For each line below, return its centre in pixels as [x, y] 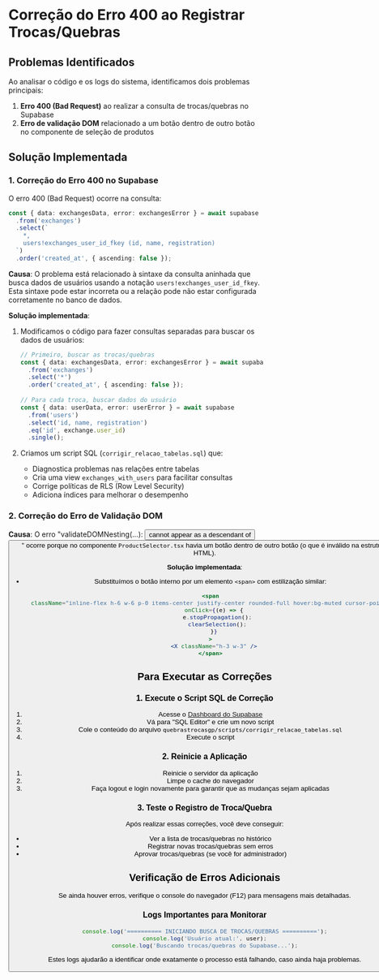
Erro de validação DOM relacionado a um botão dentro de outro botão [137, 123]
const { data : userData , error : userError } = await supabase [127, 408]
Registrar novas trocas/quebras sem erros [210, 846]
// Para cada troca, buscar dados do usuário [98, 400]
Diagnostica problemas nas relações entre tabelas [116, 469]
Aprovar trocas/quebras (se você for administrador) [211, 854]
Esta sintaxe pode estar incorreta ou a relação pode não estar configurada [132, 291]
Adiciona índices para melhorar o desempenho [110, 495]
